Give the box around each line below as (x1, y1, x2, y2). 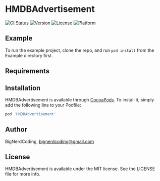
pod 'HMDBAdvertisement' (5, 111, 56, 117)
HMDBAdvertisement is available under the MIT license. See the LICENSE (5, 166, 155, 172)
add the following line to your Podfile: (5, 102, 82, 108)
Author (5, 125, 27, 134)
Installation (5, 84, 41, 92)
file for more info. (5, 171, 41, 177)
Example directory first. (5, 52, 53, 58)
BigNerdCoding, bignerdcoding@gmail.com (5, 138, 94, 144)
